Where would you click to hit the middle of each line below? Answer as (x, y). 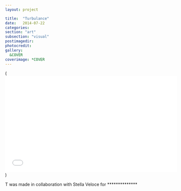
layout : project (22, 10)
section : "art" (21, 32)
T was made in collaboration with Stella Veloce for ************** (71, 185)
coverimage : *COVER (25, 59)
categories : (17, 27)
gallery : (14, 50)
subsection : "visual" (27, 37)
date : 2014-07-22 (25, 23)
